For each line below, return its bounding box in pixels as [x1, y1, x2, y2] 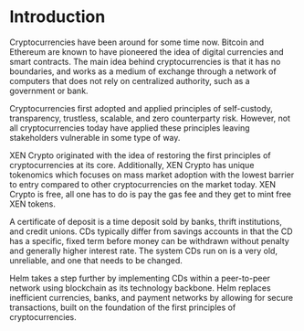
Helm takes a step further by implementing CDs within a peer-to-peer [9, 272, 271, 283]
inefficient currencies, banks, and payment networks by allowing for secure [9, 292, 294, 303]
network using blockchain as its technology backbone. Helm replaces [9, 282, 271, 294]
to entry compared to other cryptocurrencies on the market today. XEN [9, 178, 277, 189]
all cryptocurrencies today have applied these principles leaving [9, 122, 250, 133]
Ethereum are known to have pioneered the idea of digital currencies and [9, 46, 285, 57]
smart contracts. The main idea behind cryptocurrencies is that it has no [9, 56, 281, 67]
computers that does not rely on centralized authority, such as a [9, 75, 250, 86]
